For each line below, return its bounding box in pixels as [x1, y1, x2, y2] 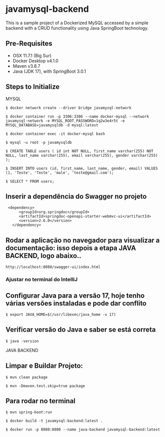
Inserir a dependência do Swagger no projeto [5, 192, 147, 201]
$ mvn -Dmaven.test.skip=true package [5, 383, 85, 389]
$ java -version [5, 339, 39, 344]
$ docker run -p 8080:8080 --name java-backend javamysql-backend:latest [5, 427, 161, 432]
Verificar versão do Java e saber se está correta [5, 325, 156, 334]
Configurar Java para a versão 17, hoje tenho [5, 291, 145, 300]
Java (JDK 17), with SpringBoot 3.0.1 [12, 68, 86, 74]
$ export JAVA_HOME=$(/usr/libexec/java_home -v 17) [5, 312, 116, 317]
